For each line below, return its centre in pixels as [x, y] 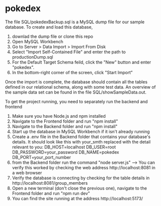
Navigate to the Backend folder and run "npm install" [65, 126]
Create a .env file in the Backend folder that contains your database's [81, 137]
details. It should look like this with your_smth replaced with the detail [81, 142]
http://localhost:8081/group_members [50, 183]
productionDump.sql [32, 57]
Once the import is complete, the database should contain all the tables [76, 82]
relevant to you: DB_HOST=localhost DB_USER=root [64, 147]
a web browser [27, 173]
